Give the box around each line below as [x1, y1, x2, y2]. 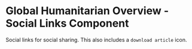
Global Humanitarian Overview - [5, 4, 169, 18]
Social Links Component [5, 17, 129, 30]
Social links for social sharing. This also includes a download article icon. [5, 36, 187, 43]
